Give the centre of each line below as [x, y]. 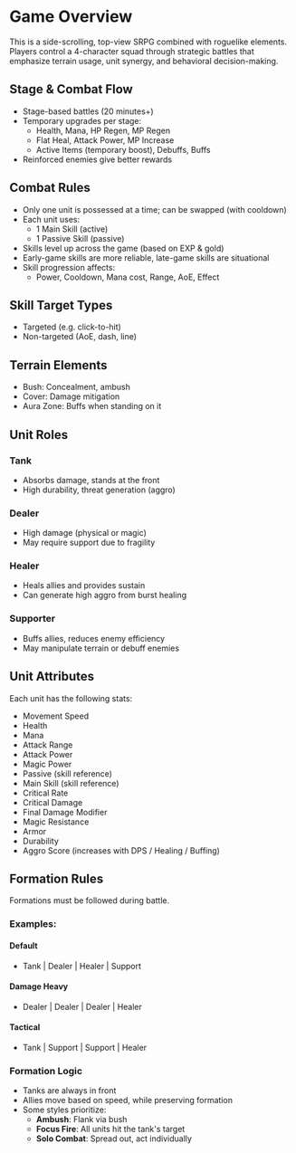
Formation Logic [46, 1071]
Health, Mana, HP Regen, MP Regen [103, 130]
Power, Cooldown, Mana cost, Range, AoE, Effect [128, 277]
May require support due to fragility [89, 543]
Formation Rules [57, 878]
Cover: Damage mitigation [71, 396]
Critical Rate [45, 793]
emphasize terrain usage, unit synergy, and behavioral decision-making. [144, 61]
